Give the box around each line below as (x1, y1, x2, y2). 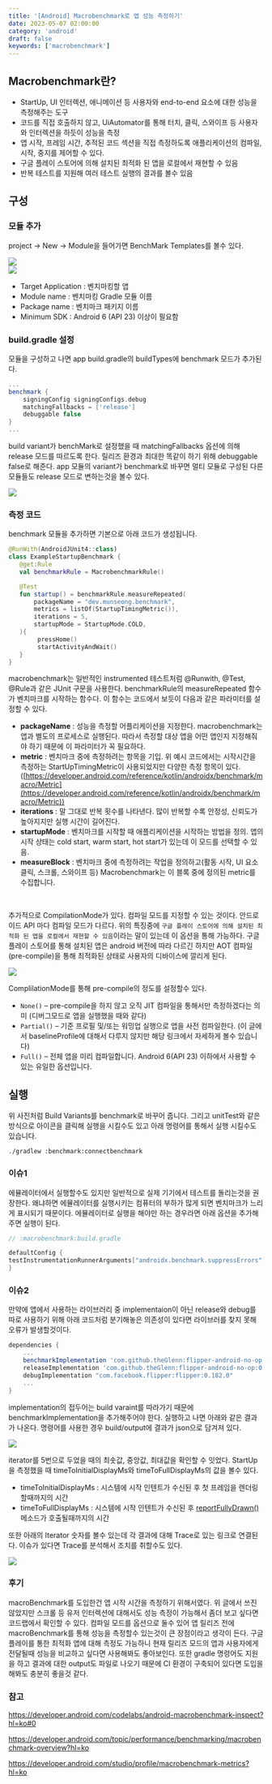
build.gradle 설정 (8, 334, 74, 345)
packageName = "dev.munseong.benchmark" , (33, 597, 176, 605)
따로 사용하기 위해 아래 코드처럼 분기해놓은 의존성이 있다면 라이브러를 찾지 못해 (8, 1315, 257, 1325)
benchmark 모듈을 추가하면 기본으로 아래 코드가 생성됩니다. (8, 529, 198, 539)
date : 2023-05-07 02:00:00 (8, 19, 100, 28)
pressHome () (37, 635, 79, 644)
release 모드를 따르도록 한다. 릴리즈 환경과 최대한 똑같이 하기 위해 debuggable (8, 451, 258, 461)
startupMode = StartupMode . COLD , (33, 620, 147, 629)
